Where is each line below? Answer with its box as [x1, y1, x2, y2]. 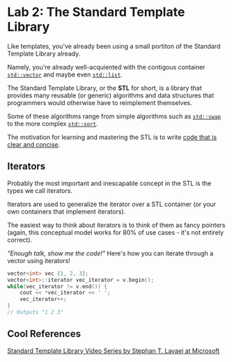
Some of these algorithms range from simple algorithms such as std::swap [7, 112, 222, 120]
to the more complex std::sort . [7, 119, 99, 127]
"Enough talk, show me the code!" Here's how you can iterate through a [7, 249, 214, 258]
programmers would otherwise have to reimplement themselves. [7, 98, 192, 107]
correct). [7, 235, 33, 244]
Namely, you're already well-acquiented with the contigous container [7, 63, 206, 71]
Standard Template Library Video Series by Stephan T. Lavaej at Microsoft [7, 346, 220, 355]
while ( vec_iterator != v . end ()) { [7, 283, 108, 290]
